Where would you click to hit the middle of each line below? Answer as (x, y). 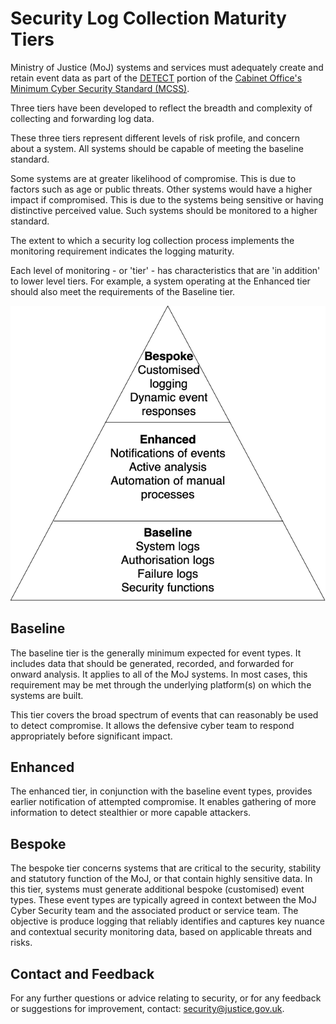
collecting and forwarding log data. (82, 118)
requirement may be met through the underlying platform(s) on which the (161, 684)
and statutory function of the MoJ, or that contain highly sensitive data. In (161, 879)
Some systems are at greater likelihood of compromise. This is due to (153, 178)
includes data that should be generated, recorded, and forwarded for (152, 663)
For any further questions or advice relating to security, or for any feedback (166, 998)
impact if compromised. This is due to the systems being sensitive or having (167, 199)
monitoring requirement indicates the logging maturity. (122, 251)
